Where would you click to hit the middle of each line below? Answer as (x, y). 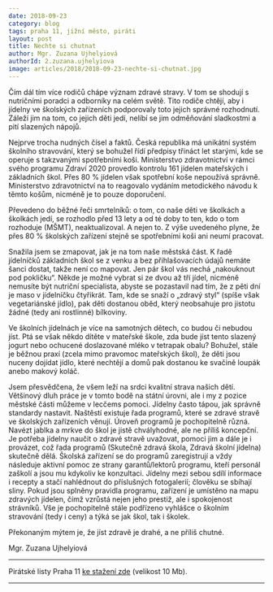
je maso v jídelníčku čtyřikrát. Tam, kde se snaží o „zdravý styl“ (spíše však (134, 294)
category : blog (34, 24)
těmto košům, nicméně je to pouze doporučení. (87, 194)
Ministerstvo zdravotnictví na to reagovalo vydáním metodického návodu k (133, 185)
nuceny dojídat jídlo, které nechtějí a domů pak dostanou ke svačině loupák (134, 362)
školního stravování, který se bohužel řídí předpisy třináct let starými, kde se (136, 150)
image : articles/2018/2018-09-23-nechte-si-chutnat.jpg (105, 69)
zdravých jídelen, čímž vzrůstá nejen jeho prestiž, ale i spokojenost (121, 499)
